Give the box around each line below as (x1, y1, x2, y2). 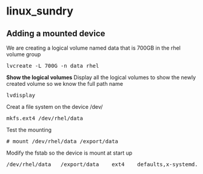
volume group (6, 51, 41, 58)
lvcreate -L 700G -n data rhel (6, 62, 99, 69)
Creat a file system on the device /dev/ (6, 103, 103, 110)
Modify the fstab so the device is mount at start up (6, 149, 133, 156)
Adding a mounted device (6, 28, 105, 39)
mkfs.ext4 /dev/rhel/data (6, 115, 84, 121)
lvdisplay (6, 92, 35, 98)
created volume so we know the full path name (6, 80, 123, 87)
